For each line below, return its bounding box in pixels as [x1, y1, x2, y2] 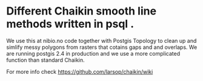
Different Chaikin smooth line [6, 4, 156, 18]
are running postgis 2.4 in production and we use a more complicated [6, 50, 181, 57]
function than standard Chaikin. [6, 56, 85, 63]
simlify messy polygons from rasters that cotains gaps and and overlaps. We [6, 44, 198, 51]
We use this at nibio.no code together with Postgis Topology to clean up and [6, 37, 197, 44]
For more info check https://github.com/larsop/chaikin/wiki [6, 68, 153, 75]
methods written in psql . [6, 17, 135, 31]
